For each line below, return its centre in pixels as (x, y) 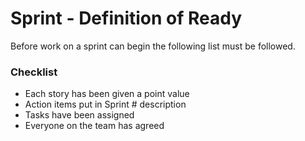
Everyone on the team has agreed (94, 126)
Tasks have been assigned (79, 115)
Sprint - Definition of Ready (126, 18)
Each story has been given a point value (107, 94)
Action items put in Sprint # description (105, 104)
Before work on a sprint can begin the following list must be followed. (153, 46)
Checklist (34, 72)
